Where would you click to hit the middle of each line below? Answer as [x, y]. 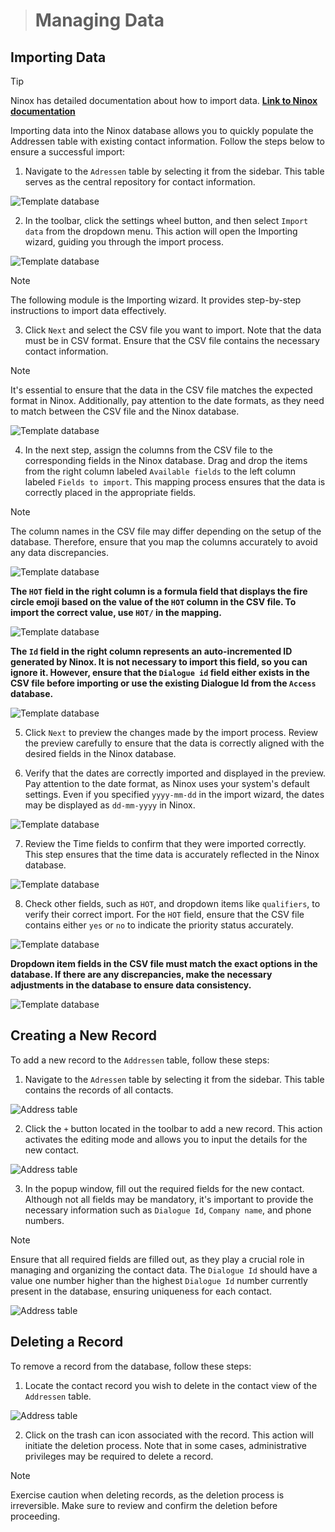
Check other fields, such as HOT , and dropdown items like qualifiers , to [172, 903]
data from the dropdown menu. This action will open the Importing [161, 231]
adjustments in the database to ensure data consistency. [131, 985]
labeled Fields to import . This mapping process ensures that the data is [175, 482]
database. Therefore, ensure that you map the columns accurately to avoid [164, 542]
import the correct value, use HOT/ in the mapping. [116, 612]
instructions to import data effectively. [88, 310]
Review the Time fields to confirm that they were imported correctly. [165, 843]
